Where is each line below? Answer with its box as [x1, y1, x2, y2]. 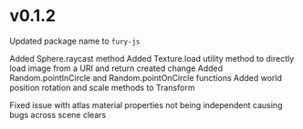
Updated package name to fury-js [9, 35, 141, 46]
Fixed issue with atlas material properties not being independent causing [9, 99, 283, 110]
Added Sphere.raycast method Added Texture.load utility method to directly [9, 53, 295, 64]
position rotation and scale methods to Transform [9, 82, 195, 93]
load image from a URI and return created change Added [9, 63, 224, 74]
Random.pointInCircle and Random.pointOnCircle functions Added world [9, 72, 283, 83]
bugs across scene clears [9, 109, 107, 120]
